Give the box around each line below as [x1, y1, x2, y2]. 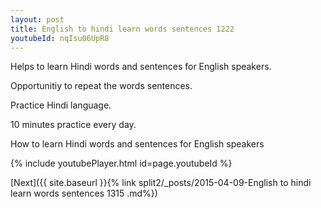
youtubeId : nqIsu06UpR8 [10, 33, 110, 43]
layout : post [10, 14, 65, 25]
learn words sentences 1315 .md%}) [10, 187, 158, 200]
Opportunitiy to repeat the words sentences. [10, 80, 193, 92]
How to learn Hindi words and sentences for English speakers [10, 138, 265, 150]
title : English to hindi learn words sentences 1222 [10, 24, 235, 34]
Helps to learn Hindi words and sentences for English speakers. [10, 61, 272, 73]
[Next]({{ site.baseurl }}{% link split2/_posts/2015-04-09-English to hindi [10, 177, 312, 189]
